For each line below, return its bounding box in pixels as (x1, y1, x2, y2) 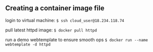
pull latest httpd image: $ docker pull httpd (5, 27, 97, 33)
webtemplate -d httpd (5, 42, 51, 47)
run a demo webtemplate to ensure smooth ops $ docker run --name (5, 36, 148, 42)
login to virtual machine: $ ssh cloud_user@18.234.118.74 (5, 17, 125, 23)
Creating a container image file (5, 4, 105, 12)
